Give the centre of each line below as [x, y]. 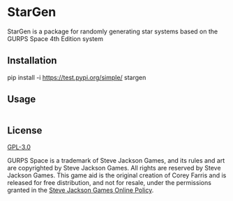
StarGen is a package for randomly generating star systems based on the [113, 31]
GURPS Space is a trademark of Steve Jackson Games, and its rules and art [116, 161]
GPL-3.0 [19, 147]
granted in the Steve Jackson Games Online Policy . [81, 190]
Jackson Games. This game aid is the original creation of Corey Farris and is [117, 175]
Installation [32, 61]
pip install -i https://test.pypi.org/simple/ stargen [77, 77]
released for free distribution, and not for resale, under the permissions [109, 183]
